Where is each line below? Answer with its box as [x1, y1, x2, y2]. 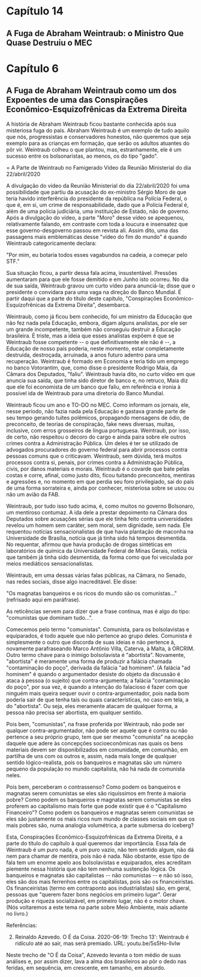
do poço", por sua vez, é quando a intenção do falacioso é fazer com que [6, 683, 188, 690]
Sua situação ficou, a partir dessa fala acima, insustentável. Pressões [6, 269, 178, 276]
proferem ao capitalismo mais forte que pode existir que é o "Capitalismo [6, 802, 187, 810]
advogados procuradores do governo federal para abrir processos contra [6, 446, 188, 453]
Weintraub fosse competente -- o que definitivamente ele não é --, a [6, 338, 176, 345]
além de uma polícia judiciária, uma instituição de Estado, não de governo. [6, 208, 190, 215]
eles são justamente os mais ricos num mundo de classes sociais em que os [6, 815, 195, 822]
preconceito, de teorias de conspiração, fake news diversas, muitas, [6, 420, 175, 428]
